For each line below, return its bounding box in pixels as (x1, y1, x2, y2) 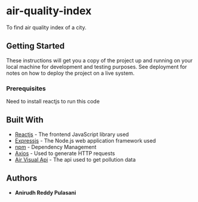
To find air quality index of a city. (6, 24, 86, 31)
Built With (6, 115, 44, 125)
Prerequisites (6, 84, 46, 93)
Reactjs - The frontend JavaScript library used (14, 131, 129, 138)
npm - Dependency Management (14, 143, 97, 150)
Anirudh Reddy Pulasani (14, 189, 76, 196)
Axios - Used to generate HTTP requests (14, 150, 115, 157)
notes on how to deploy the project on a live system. (6, 70, 135, 77)
